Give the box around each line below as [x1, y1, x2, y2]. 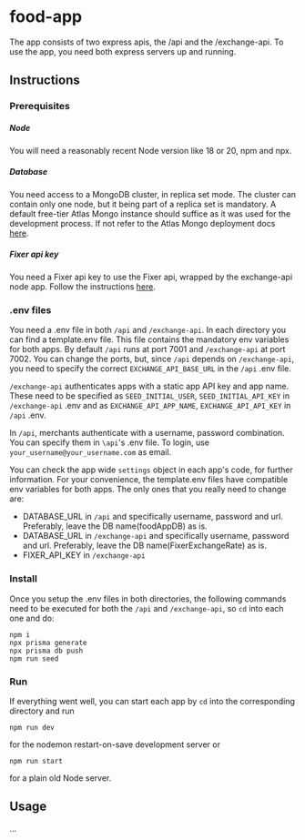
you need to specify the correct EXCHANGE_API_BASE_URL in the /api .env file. [9, 363, 291, 374]
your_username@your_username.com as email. [9, 447, 172, 458]
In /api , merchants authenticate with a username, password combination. [9, 428, 285, 439]
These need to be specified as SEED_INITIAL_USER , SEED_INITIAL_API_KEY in [9, 390, 290, 401]
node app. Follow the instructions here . [9, 281, 157, 292]
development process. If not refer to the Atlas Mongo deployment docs [9, 218, 276, 229]
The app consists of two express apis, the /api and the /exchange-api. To [9, 36, 284, 47]
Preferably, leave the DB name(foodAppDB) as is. [22, 521, 208, 531]
